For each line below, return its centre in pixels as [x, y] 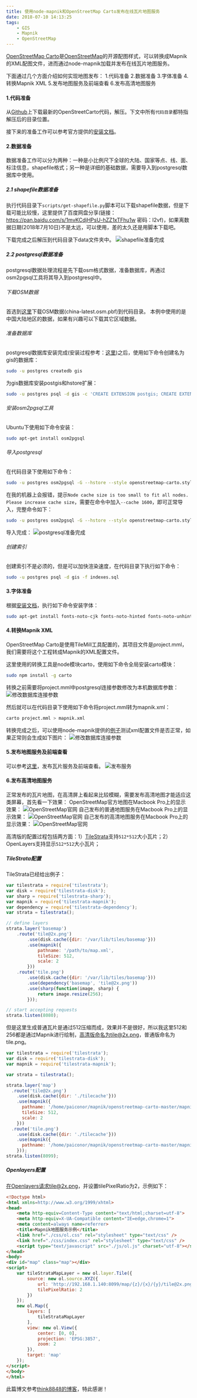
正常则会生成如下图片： [39, 737]
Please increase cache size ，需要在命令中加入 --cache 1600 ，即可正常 [92, 502]
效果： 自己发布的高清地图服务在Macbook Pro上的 [100, 817]
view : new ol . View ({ [52, 1328]
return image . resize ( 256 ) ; [70, 994]
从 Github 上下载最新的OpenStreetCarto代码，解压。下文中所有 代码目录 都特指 [97, 112]
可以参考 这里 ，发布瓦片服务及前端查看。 [55, 766]
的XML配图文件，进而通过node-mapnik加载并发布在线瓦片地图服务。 [89, 63]
